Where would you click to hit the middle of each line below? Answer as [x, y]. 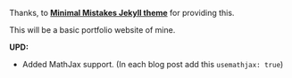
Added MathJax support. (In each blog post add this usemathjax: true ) [153, 64]
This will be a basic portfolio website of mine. [92, 30]
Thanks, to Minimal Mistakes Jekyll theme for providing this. [122, 13]
